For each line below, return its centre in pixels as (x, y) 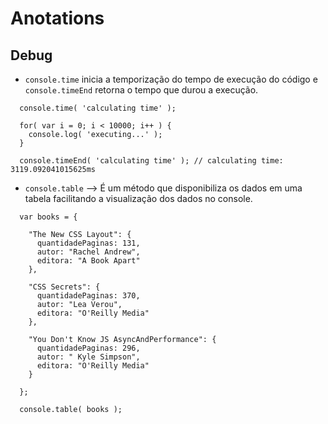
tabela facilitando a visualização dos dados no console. (138, 198)
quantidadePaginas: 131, (88, 243)
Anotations (57, 18)
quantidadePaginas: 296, (88, 348)
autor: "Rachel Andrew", (88, 252)
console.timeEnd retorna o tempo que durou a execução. (141, 90)
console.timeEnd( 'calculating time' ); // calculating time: (151, 161)
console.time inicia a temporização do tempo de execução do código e (171, 79)
